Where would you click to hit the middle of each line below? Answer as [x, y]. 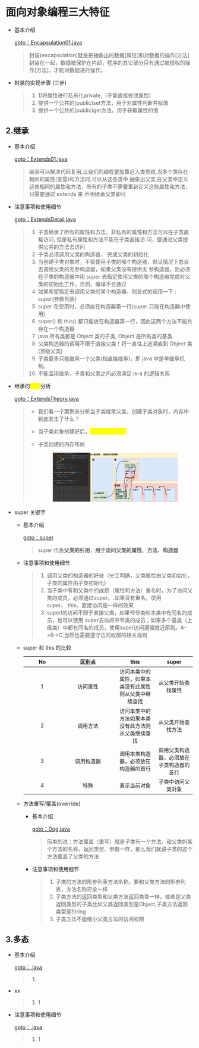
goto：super [38, 537]
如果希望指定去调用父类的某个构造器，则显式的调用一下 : [107, 291]
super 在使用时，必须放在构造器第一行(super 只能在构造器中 [111, 306]
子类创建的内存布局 [61, 444]
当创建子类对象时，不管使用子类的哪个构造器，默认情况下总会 [113, 261]
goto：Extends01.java [41, 159]
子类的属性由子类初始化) [76, 583]
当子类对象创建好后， [64, 431]
